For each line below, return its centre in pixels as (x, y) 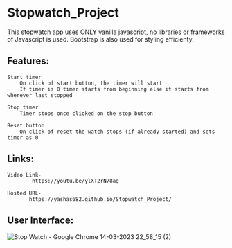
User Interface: (41, 220)
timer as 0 (23, 138)
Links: (21, 159)
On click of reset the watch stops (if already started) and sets (117, 132)
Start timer (24, 77)
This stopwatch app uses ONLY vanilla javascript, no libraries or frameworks (116, 32)
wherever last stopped (40, 95)
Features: (28, 61)
